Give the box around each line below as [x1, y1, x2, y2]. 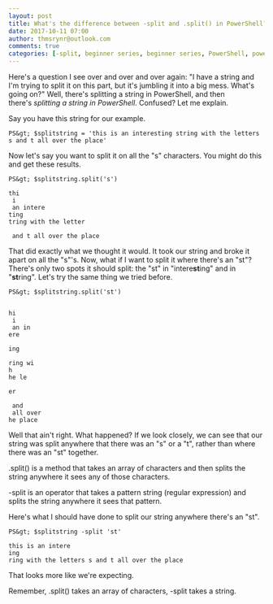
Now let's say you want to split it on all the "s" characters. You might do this [8, 151, 262, 160]
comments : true [8, 42, 60, 50]
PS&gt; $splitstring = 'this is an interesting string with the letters [8, 129, 260, 137]
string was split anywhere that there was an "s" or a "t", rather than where [8, 439, 256, 448]
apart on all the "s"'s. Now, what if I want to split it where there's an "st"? [8, 255, 252, 264]
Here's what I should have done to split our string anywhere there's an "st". [8, 512, 260, 521]
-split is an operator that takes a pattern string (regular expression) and [8, 488, 246, 497]
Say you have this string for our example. [8, 114, 146, 123]
